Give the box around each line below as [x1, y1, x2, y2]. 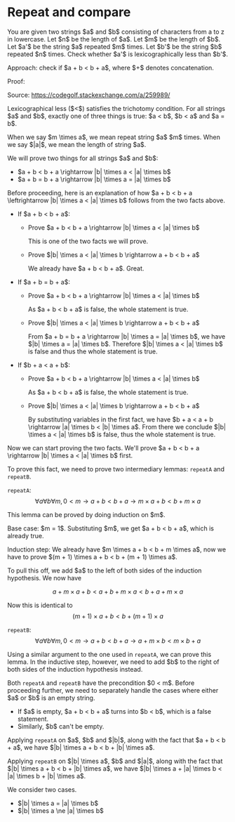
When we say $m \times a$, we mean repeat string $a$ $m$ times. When [7, 133, 221, 141]
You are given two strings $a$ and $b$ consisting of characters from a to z [7, 27, 224, 36]
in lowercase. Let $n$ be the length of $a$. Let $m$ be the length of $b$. [7, 34, 221, 43]
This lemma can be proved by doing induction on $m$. [7, 510, 166, 518]
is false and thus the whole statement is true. [27, 347, 158, 355]
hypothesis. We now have [7, 573, 82, 582]
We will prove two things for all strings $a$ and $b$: [7, 154, 159, 162]
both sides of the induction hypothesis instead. [7, 665, 143, 673]
